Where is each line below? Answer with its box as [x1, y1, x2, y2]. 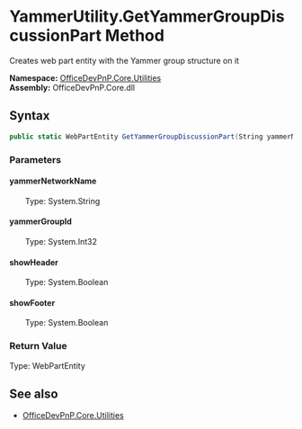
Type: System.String [25, 195, 101, 206]
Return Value [9, 340, 67, 353]
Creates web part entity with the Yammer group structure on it [9, 55, 240, 66]
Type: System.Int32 [25, 236, 97, 246]
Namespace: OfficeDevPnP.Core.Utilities [9, 72, 162, 83]
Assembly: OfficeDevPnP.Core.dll [9, 82, 136, 93]
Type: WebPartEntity [9, 360, 85, 371]
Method [104, 25, 164, 46]
